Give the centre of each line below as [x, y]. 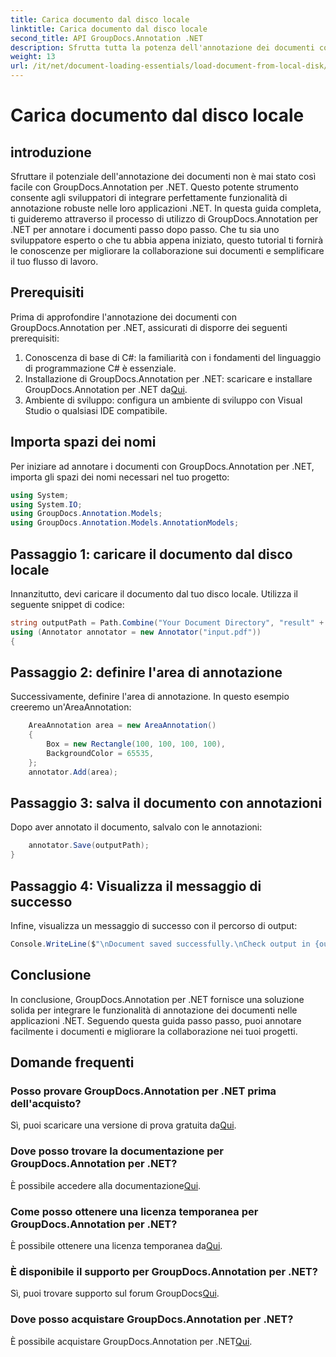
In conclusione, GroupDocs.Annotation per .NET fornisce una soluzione [157, 999]
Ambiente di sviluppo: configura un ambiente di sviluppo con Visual [163, 400]
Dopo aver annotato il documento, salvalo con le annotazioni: [136, 827]
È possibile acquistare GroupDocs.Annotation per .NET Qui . [131, 1341]
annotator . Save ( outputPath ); [89, 846]
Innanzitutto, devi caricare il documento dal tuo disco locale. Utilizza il [154, 593]
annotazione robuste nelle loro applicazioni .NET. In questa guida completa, [166, 208]
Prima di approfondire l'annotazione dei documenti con [124, 317]
